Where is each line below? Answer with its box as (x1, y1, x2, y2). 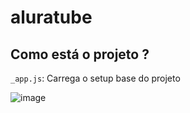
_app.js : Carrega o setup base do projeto (10, 72, 181, 84)
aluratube (10, 6, 93, 29)
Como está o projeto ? (10, 46, 150, 63)
